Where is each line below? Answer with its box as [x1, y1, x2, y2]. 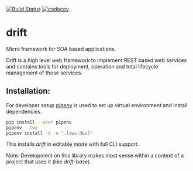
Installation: [6, 86, 51, 96]
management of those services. [6, 69, 83, 76]
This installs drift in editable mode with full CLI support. [6, 141, 139, 148]
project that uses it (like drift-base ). [6, 158, 92, 165]
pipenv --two [6, 125, 38, 131]
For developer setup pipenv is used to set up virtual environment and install [6, 101, 188, 108]
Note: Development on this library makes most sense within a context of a [6, 152, 184, 159]
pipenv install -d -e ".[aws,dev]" [6, 130, 93, 136]
